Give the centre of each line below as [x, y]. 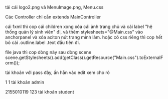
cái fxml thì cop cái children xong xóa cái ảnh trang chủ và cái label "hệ [79, 26]
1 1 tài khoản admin [25, 82]
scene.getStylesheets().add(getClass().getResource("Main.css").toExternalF [84, 57]
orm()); [13, 63]
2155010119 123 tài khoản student [40, 92]
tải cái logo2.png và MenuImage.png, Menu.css [54, 7]
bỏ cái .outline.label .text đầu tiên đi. [43, 42]
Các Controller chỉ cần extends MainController [53, 17]
